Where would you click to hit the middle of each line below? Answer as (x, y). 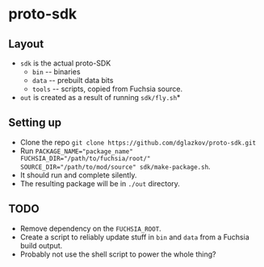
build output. (41, 245)
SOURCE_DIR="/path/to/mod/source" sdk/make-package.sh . (115, 166)
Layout (26, 44)
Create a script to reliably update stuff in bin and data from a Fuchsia (134, 237)
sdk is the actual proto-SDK (65, 63)
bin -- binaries (56, 72)
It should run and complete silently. (78, 175)
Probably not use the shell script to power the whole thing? (118, 254)
